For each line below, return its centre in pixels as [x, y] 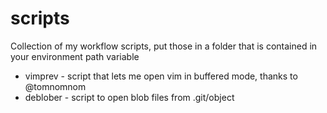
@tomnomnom [55, 86]
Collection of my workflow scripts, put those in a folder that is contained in [164, 46]
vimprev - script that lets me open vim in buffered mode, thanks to [161, 76]
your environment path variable [75, 56]
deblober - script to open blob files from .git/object [129, 97]
